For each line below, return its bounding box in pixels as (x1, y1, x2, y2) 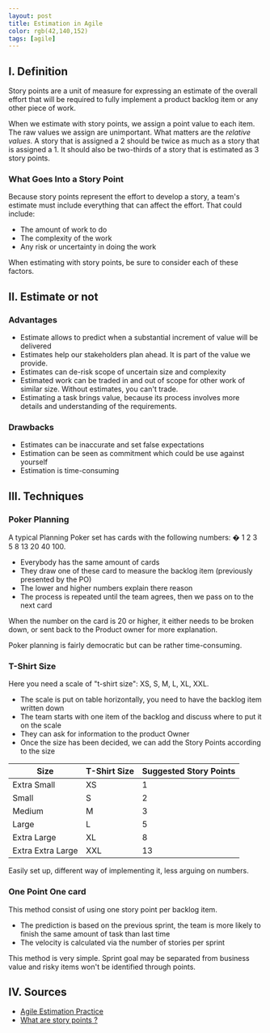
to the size (19, 746, 55, 756)
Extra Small (12, 779, 56, 791)
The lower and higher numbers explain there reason (19, 583, 193, 593)
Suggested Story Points (141, 766, 236, 777)
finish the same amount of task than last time (19, 928, 171, 938)
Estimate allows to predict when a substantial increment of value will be (19, 333, 259, 343)
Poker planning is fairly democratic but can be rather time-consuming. (8, 641, 243, 651)
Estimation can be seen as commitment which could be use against (19, 449, 245, 459)
